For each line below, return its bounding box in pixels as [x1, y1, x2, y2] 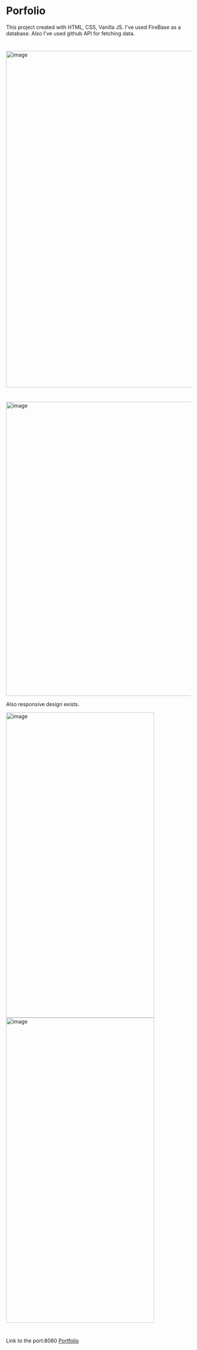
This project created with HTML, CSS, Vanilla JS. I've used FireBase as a [6, 24, 181, 31]
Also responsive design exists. [6, 701, 80, 708]
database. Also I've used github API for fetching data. [6, 29, 135, 37]
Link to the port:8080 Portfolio [6, 1337, 79, 1344]
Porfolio [6, 4, 46, 18]
